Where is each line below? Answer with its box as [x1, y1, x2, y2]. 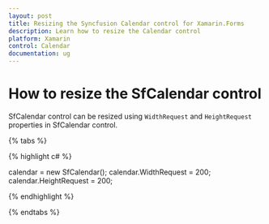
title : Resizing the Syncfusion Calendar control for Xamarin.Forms [8, 19, 245, 28]
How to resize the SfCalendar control [8, 84, 262, 103]
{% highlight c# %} [8, 151, 72, 161]
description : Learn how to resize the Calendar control [8, 27, 201, 35]
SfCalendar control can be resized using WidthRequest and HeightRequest [8, 111, 253, 121]
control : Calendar [8, 42, 70, 50]
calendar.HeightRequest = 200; [8, 175, 113, 185]
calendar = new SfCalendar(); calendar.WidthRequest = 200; [8, 167, 211, 177]
